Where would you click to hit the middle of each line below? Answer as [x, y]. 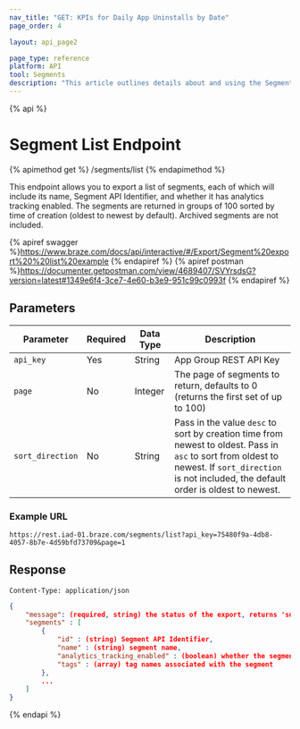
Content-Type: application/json [69, 590]
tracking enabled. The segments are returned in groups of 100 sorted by [142, 206]
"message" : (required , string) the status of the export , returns [151, 615]
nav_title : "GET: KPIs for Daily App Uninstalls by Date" [119, 17]
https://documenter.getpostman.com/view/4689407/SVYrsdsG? [138, 270]
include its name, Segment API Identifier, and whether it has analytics [137, 196]
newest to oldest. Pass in [226, 445]
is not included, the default [230, 478]
